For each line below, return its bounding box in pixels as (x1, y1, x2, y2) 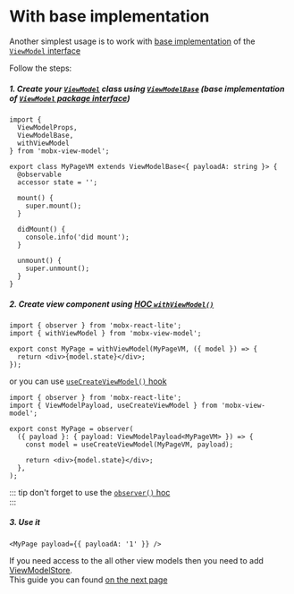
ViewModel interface (9, 45, 81, 55)
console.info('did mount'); (25, 233, 130, 242)
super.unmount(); (25, 264, 90, 273)
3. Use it (9, 517, 40, 528)
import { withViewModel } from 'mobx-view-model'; (9, 328, 202, 337)
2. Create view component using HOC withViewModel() (9, 298, 214, 310)
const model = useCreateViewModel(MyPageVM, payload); (25, 440, 234, 449)
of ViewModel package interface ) (9, 92, 130, 104)
